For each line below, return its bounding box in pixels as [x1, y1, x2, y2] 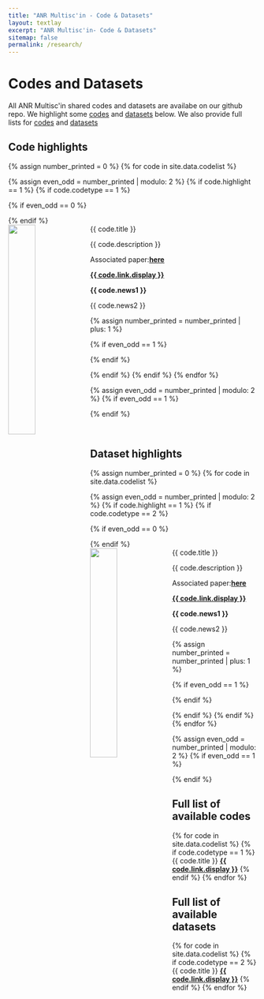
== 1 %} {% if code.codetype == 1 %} [8, 185, 131, 194]
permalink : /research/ [8, 41, 83, 49]
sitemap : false [8, 33, 58, 42]
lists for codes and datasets [8, 118, 99, 127]
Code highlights [8, 140, 88, 154]
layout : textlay [8, 19, 61, 27]
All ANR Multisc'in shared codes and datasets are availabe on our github [8, 101, 243, 110]
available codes [172, 810, 251, 823]
